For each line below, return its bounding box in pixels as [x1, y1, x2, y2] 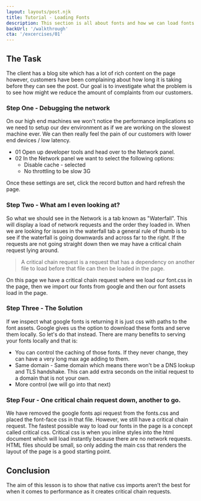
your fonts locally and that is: [6, 337, 78, 344]
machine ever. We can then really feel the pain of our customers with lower [6, 130, 191, 137]
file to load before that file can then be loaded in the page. [20, 265, 165, 272]
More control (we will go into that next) [14, 380, 111, 388]
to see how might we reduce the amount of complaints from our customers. [6, 89, 193, 96]
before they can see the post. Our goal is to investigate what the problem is [6, 82, 193, 89]
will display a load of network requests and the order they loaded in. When [6, 221, 190, 228]
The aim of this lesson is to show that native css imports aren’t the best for [6, 481, 191, 488]
